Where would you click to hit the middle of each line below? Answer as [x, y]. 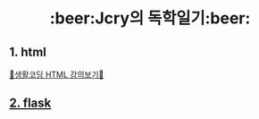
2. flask [30, 103]
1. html [28, 51]
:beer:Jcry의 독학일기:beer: [150, 18]
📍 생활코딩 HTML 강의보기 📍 [57, 74]
